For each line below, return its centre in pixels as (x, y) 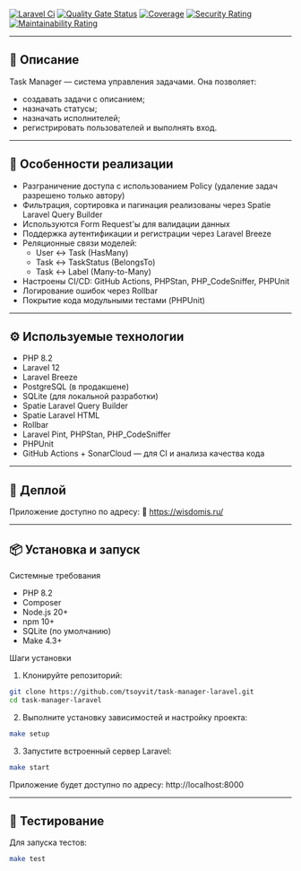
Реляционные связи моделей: (79, 243)
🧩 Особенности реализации (91, 165)
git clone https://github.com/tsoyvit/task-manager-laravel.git (132, 692)
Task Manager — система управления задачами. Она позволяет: (133, 82)
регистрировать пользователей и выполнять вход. (120, 127)
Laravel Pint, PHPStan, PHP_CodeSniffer (96, 434)
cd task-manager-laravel (56, 700)
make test (28, 859)
